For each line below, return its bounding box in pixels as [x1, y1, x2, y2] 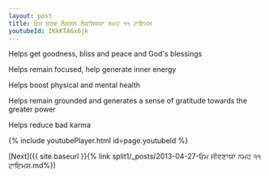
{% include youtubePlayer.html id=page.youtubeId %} [8, 136, 189, 145]
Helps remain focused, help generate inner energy [8, 65, 177, 74]
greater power [8, 104, 56, 114]
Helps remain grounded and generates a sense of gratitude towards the [8, 96, 248, 106]
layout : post [8, 11, 53, 20]
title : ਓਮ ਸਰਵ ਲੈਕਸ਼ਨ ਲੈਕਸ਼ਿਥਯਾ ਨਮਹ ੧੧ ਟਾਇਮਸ [8, 19, 152, 27]
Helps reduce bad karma [8, 120, 92, 130]
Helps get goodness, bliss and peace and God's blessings [8, 49, 203, 59]
